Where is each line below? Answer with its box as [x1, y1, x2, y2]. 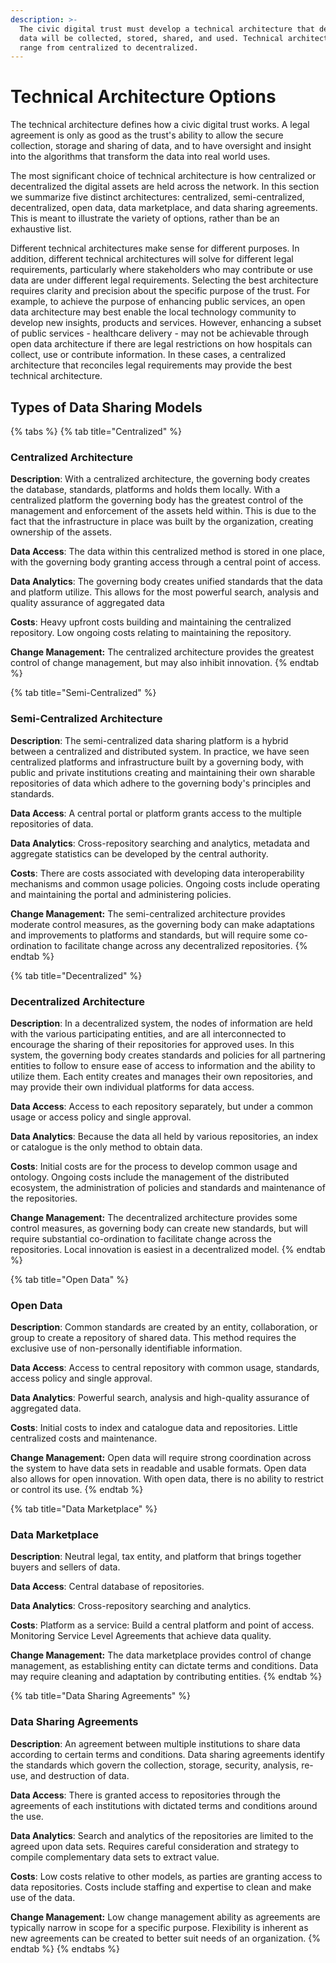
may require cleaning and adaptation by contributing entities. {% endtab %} [10, 1671, 323, 1683]
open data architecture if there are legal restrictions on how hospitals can [10, 338, 313, 350]
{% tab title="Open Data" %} [10, 1273, 129, 1285]
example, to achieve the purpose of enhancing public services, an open [10, 296, 306, 308]
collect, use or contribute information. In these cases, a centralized [10, 349, 287, 361]
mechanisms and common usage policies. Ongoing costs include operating [10, 877, 321, 890]
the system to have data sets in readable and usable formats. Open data [10, 1462, 307, 1475]
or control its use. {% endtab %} [10, 1484, 144, 1496]
